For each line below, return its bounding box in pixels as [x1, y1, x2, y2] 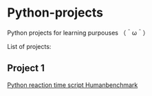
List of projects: [7, 42, 52, 50]
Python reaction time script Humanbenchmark [7, 81, 138, 89]
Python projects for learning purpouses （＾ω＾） [7, 28, 149, 37]
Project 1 [7, 62, 45, 74]
